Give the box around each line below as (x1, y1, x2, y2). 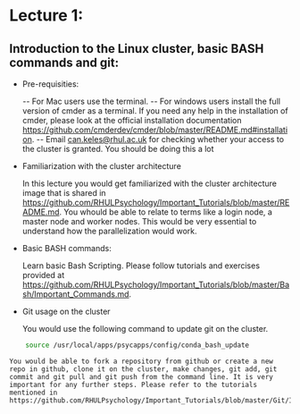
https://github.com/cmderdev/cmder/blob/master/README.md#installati (21, 124, 288, 135)
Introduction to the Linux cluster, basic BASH (9, 41, 264, 56)
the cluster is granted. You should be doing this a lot (21, 144, 214, 154)
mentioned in (9, 388, 58, 397)
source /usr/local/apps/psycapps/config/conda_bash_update (25, 341, 250, 350)
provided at (21, 270, 65, 280)
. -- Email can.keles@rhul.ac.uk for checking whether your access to (31, 134, 284, 144)
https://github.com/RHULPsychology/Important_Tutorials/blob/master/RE (21, 198, 290, 207)
